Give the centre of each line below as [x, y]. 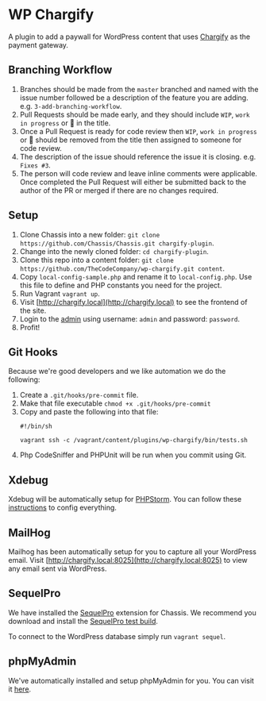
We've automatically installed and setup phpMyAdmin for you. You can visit [131, 680]
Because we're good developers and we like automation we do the [117, 372]
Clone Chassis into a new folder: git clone [90, 234]
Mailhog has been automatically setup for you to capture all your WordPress [132, 552]
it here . [20, 689]
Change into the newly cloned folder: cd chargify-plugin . [114, 251]
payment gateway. [39, 44]
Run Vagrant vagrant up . [60, 293]
